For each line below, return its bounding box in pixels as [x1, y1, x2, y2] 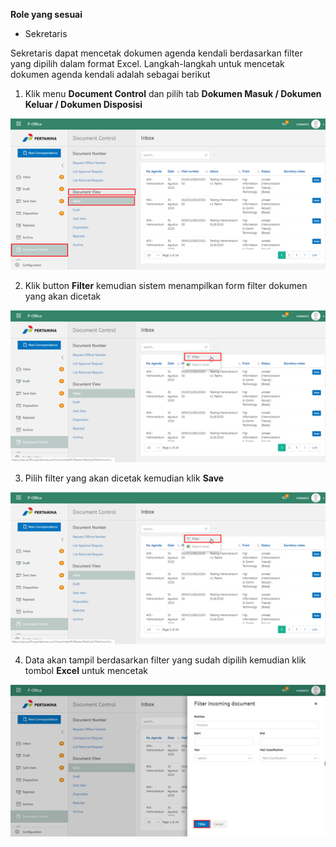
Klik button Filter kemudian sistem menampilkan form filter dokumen [24, 280, 308, 292]
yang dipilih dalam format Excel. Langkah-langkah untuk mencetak [10, 58, 285, 69]
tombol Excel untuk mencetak [24, 665, 148, 677]
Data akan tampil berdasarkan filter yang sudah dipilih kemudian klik [24, 654, 307, 666]
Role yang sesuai [10, 9, 83, 20]
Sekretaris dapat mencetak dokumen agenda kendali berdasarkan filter [10, 47, 303, 59]
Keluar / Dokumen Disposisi [24, 99, 143, 110]
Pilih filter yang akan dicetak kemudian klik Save [24, 472, 225, 484]
